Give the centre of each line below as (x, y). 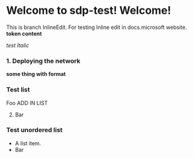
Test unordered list (35, 130)
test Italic (18, 45)
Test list (18, 90)
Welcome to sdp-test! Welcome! (89, 11)
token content (24, 33)
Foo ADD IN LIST (27, 103)
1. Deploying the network (43, 61)
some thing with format (36, 74)
